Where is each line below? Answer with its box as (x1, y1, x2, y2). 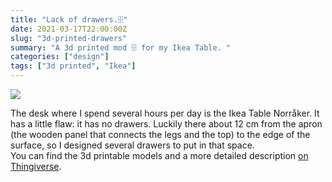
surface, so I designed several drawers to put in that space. (10, 139, 255, 151)
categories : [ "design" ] (10, 52, 110, 62)
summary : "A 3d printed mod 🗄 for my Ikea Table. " (10, 42, 232, 53)
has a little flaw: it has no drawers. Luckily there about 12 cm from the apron (10, 118, 323, 130)
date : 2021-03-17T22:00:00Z (10, 24, 128, 34)
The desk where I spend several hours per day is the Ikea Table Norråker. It (10, 107, 320, 119)
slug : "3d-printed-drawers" (10, 33, 128, 43)
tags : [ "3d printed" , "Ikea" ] (10, 61, 137, 71)
